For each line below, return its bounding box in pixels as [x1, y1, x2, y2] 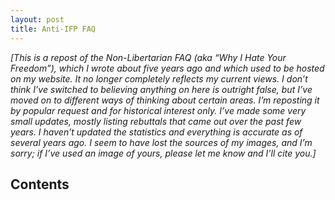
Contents [10, 176, 70, 193]
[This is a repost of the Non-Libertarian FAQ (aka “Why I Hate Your [10, 51, 287, 63]
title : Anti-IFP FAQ [10, 24, 97, 34]
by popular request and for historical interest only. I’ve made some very [10, 104, 307, 116]
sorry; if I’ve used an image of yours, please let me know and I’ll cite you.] [10, 147, 317, 159]
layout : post [10, 14, 65, 25]
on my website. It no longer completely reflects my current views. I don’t [10, 72, 308, 85]
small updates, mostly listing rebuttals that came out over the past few [10, 115, 302, 127]
